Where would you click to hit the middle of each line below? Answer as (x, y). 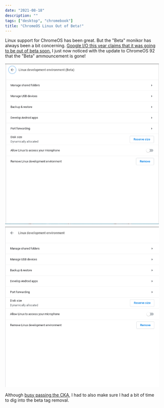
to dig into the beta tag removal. (37, 400)
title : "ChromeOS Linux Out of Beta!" (44, 26)
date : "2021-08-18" (25, 10)
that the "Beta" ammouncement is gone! (45, 56)
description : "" (21, 15)
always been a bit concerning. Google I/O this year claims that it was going (80, 46)
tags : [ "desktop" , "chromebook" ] (39, 21)
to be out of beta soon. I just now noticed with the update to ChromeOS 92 (80, 51)
